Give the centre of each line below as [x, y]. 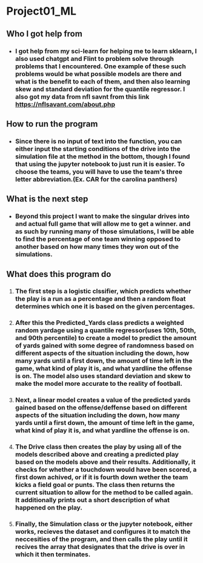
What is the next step [47, 199]
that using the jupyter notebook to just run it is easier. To [100, 164]
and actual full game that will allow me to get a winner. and [103, 224]
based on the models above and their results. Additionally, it [105, 462]
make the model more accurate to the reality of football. [99, 383]
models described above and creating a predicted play [97, 455]
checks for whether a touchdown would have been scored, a [106, 470]
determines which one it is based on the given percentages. [105, 307]
